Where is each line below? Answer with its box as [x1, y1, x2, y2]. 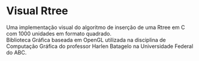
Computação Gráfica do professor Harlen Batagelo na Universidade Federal [6, 43, 194, 50]
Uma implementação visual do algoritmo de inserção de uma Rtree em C [6, 24, 185, 31]
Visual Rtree [6, 4, 68, 18]
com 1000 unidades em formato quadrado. [6, 30, 112, 37]
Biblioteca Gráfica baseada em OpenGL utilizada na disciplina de [6, 36, 166, 43]
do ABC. [6, 49, 27, 56]
